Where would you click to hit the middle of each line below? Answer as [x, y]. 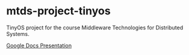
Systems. [18, 33]
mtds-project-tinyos [58, 11]
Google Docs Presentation [39, 45]
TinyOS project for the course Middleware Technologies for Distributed [95, 27]
